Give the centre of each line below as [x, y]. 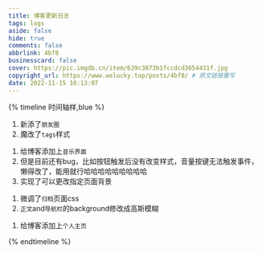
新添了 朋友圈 [40, 124]
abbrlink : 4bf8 [34, 53]
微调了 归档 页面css [49, 198]
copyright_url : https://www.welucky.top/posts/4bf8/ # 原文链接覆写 [122, 75]
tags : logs [27, 23]
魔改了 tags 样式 [45, 134]
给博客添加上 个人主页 [53, 225]
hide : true [27, 38]
